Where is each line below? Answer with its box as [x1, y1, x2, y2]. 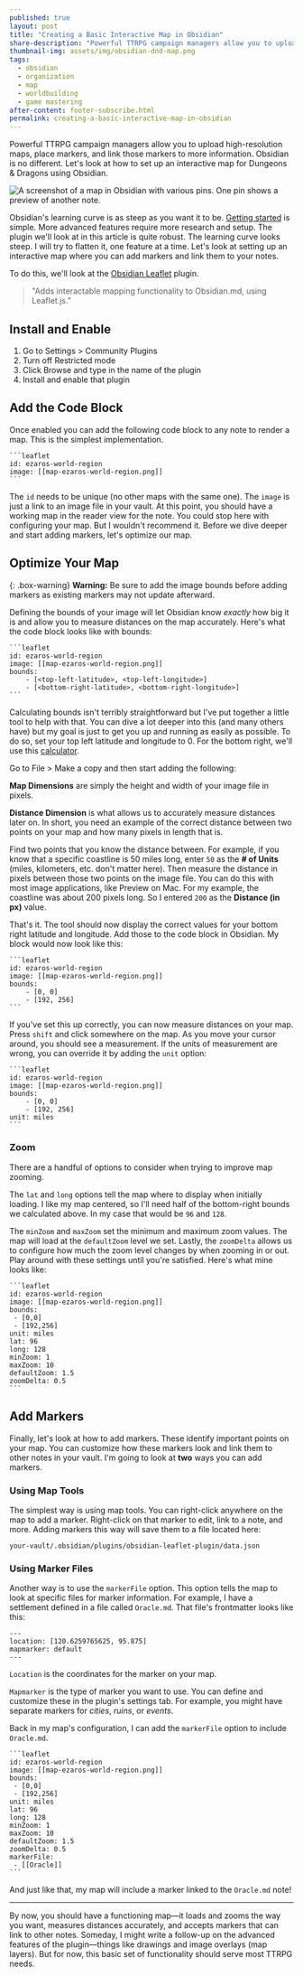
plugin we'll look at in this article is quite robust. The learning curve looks [9, 231, 281, 242]
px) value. [9, 901, 47, 913]
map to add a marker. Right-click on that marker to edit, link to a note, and [9, 1514, 283, 1525]
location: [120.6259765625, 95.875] [9, 1637, 147, 1646]
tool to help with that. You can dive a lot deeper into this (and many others [9, 716, 284, 727]
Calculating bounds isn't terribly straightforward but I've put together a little [9, 707, 290, 717]
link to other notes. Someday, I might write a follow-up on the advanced [9, 1930, 275, 1941]
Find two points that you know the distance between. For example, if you [9, 844, 280, 855]
